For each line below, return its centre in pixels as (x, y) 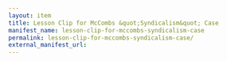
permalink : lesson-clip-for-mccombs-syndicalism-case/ (101, 38)
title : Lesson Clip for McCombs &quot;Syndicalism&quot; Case (113, 23)
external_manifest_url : (48, 45)
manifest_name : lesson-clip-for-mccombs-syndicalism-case (106, 30)
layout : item (30, 15)
